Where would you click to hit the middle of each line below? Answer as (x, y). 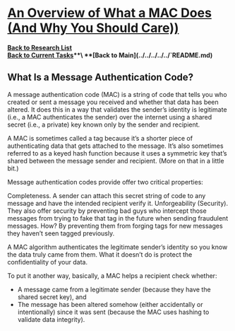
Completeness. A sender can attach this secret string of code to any (107, 195)
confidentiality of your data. (48, 262)
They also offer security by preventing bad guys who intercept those (107, 211)
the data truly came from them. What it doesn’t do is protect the (100, 254)
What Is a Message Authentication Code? (101, 77)
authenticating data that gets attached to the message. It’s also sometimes (115, 146)
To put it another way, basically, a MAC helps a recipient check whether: (112, 275)
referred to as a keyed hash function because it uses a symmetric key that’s (117, 153)
